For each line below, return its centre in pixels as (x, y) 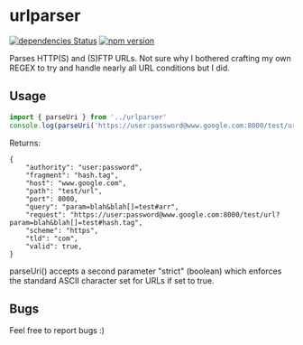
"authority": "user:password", (84, 167)
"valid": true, (54, 246)
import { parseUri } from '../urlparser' (88, 117)
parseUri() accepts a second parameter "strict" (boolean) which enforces (146, 271)
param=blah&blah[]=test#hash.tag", (76, 222)
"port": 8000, (52, 199)
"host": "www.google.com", (76, 183)
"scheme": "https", (62, 230)
